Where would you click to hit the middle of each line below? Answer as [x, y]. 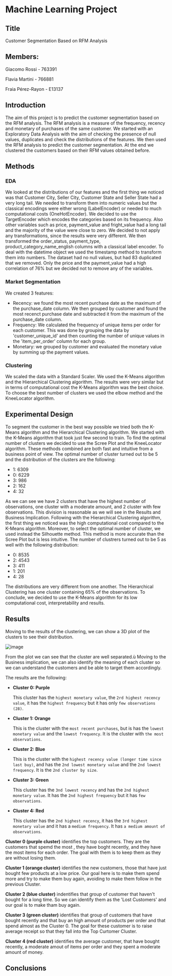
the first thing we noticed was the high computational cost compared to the [85, 523]
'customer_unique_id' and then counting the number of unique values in [89, 336]
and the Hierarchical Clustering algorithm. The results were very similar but [84, 382]
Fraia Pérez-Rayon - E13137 [34, 89]
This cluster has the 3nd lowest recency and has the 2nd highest [81, 790]
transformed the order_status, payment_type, [53, 241]
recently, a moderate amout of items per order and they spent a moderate [83, 946]
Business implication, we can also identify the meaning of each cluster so [83, 662]
